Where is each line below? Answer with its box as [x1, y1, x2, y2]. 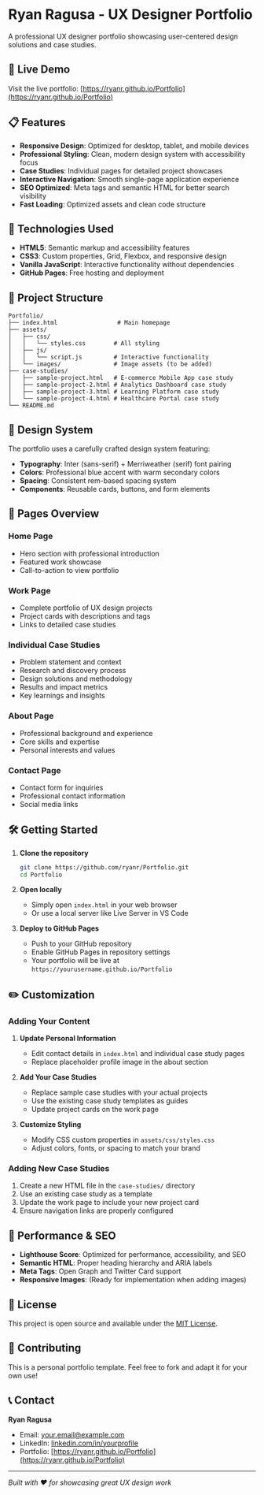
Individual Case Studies [8, 639, 101, 650]
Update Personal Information [19, 1034, 116, 1043]
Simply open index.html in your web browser [31, 900, 178, 909]
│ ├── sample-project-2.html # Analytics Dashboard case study [8, 381, 226, 389]
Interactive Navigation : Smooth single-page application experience [19, 174, 240, 184]
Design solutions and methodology [19, 674, 133, 683]
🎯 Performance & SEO [8, 1229, 116, 1242]
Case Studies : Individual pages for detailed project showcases [19, 165, 223, 175]
